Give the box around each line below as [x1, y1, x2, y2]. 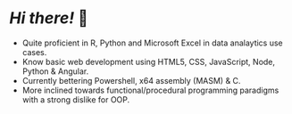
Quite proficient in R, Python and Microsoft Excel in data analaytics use [21, 37, 283, 48]
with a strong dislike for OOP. [21, 94, 130, 105]
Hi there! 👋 [9, 8, 89, 28]
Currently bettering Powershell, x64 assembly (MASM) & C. [21, 75, 241, 85]
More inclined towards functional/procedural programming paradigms [21, 85, 279, 95]
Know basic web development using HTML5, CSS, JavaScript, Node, [21, 56, 275, 67]
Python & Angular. [21, 66, 89, 77]
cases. [21, 46, 47, 57]
